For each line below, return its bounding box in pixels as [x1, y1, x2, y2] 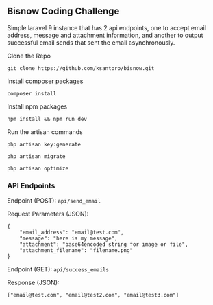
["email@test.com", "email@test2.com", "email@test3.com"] [7, 292, 179, 299]
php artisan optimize [7, 165, 69, 172]
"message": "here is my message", [19, 235, 118, 242]
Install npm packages [7, 102, 67, 111]
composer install [7, 90, 57, 97]
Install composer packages [7, 77, 84, 85]
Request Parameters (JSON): [7, 210, 89, 218]
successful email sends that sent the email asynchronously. [7, 38, 175, 47]
